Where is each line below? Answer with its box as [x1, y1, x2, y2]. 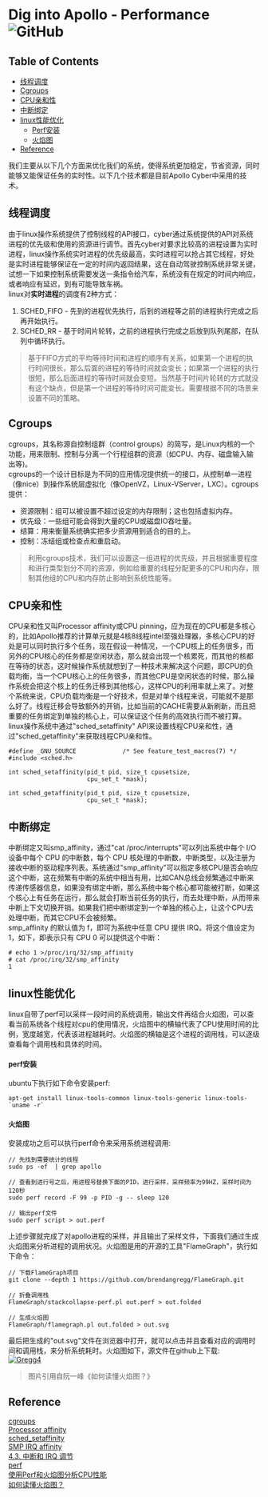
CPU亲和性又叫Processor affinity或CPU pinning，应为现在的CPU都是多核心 [8, 622, 256, 631]
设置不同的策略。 [27, 393, 85, 402]
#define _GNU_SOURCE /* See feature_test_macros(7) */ [8, 747, 238, 755]
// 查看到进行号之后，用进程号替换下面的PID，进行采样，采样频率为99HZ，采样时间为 [8, 1179, 252, 1187]
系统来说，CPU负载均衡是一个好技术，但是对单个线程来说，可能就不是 [14, 691, 247, 701]
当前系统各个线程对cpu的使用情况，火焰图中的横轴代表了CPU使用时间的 [14, 1019, 253, 1029]
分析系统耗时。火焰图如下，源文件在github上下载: [57, 1346, 220, 1355]
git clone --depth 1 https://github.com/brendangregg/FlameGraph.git [8, 1276, 245, 1284]
